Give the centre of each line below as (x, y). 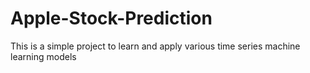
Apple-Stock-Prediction (111, 18)
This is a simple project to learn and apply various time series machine (155, 46)
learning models (43, 56)
